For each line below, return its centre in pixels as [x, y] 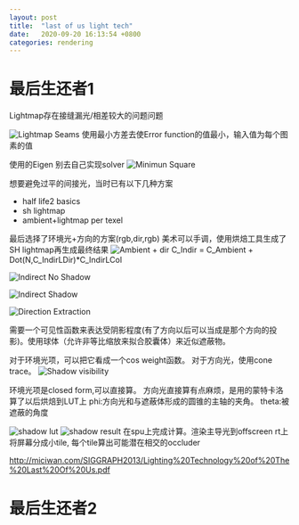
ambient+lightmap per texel [72, 220]
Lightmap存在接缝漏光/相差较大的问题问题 [86, 116]
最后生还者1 [52, 89]
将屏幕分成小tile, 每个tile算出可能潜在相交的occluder [105, 443]
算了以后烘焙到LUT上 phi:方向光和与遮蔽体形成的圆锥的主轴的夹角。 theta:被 [149, 401]
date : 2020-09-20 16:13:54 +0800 [75, 34]
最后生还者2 [53, 509]
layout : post [33, 17]
